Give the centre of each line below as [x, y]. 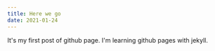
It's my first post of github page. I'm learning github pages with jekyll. [108, 40]
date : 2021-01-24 [33, 20]
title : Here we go [34, 14]
